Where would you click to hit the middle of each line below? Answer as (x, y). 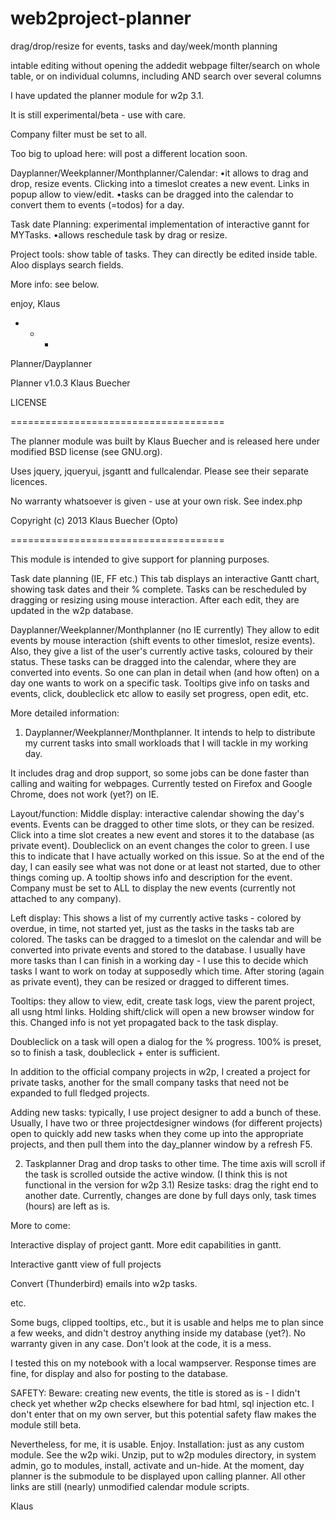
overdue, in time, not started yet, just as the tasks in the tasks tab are (152, 928)
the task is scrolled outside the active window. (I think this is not (156, 1174)
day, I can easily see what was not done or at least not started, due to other (166, 866)
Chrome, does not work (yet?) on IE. (85, 794)
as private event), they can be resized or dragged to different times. (150, 981)
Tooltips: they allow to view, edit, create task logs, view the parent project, (163, 1001)
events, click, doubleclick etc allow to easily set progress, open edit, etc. (159, 693)
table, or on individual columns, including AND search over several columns (166, 76)
